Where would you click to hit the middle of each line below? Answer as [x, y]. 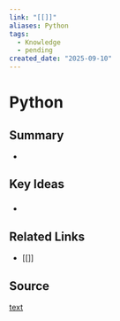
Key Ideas [37, 184]
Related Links [47, 236]
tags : [19, 34]
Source [30, 286]
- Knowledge [39, 42]
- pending [35, 51]
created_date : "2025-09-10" [61, 59]
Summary [37, 135]
